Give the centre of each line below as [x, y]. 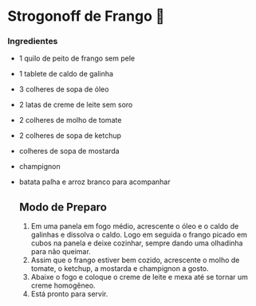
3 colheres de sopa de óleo [64, 89]
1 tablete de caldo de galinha [66, 74]
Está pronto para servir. [69, 294]
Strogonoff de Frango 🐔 [86, 16]
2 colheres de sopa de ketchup [70, 135]
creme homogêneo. [63, 285]
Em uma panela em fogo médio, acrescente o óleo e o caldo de [135, 226]
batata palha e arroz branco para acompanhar [95, 182]
